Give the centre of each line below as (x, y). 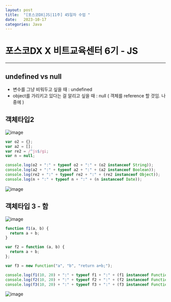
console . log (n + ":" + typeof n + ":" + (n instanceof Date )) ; (74, 179)
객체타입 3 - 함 (27, 206)
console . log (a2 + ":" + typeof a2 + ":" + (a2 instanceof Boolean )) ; (81, 170)
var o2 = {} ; (19, 142)
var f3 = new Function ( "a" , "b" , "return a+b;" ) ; (59, 266)
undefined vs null (34, 76)
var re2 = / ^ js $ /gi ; (27, 151)
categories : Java (24, 24)
